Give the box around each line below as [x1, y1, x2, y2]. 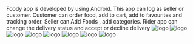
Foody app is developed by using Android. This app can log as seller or [6, 5, 184, 12]
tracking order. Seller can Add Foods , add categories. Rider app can [6, 18, 178, 25]
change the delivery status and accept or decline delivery [6, 24, 151, 31]
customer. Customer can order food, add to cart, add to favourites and [6, 11, 183, 19]
